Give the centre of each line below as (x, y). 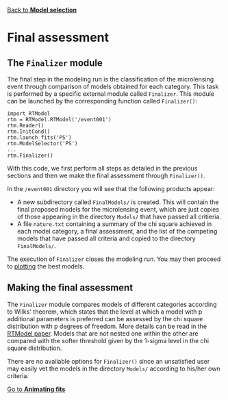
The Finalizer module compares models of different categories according (112, 304)
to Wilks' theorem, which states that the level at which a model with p (105, 312)
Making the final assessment (70, 288)
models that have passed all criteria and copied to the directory (106, 238)
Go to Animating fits (36, 389)
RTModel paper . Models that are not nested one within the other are (103, 333)
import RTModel (29, 114)
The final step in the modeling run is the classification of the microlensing (111, 79)
